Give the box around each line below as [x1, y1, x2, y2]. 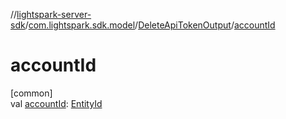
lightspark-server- [16, 9, 92, 20]
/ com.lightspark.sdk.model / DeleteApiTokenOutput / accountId [24, 19, 276, 31]
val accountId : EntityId [10, 97, 103, 109]
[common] [10, 87, 53, 99]
